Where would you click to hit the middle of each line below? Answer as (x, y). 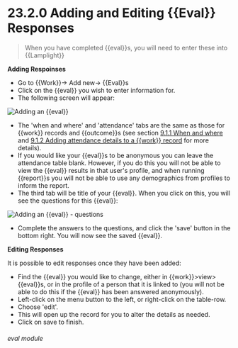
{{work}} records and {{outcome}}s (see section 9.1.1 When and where (120, 133)
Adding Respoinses (36, 69)
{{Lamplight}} (45, 55)
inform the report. (43, 185)
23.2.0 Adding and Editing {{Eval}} (112, 13)
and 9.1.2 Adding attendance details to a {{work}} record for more (113, 140)
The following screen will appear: (66, 98)
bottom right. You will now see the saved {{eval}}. (90, 235)
